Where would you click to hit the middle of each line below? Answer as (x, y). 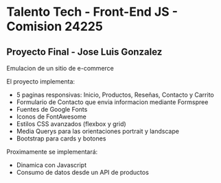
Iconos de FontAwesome (51, 117)
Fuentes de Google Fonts (52, 109)
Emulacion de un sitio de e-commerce (60, 68)
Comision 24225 (55, 26)
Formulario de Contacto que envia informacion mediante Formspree (112, 102)
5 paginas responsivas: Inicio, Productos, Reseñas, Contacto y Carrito (115, 95)
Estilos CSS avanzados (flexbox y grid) (71, 124)
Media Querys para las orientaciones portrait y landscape (98, 131)
